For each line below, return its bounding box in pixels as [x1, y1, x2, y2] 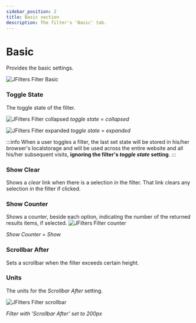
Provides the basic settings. [6, 64, 74, 71]
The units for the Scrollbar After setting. [6, 287, 103, 294]
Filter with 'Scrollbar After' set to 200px [6, 310, 102, 317]
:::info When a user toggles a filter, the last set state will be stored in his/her [6, 138, 190, 145]
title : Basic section [6, 14, 60, 20]
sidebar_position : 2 [6, 8, 57, 15]
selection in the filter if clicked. [6, 185, 81, 192]
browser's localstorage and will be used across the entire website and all [6, 144, 184, 151]
